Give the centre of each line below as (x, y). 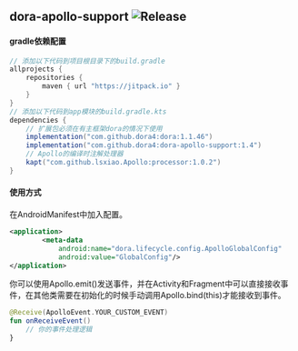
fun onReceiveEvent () (50, 321)
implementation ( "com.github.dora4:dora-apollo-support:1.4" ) (144, 145)
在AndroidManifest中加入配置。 (68, 215)
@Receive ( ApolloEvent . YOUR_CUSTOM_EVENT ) (89, 313)
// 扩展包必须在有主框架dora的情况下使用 (94, 128)
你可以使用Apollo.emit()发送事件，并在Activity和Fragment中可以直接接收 (145, 284)
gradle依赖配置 (38, 41)
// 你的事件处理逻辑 (59, 330)
